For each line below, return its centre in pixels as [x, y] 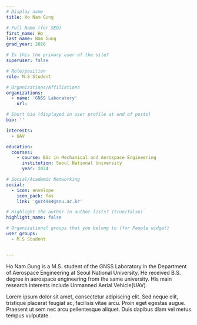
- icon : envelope [33, 190]
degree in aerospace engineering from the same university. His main [89, 279]
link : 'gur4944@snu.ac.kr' [50, 201]
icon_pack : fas [35, 196]
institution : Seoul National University [72, 163]
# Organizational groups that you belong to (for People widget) [88, 228]
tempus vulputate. [28, 315]
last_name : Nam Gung [31, 39]
